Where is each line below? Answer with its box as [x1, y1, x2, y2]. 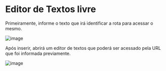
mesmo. [5, 25, 22, 31]
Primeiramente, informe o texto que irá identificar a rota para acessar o [5, 20, 153, 26]
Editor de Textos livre [5, 4, 96, 15]
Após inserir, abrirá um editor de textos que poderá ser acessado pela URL [5, 45, 161, 51]
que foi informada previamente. [5, 50, 71, 56]
